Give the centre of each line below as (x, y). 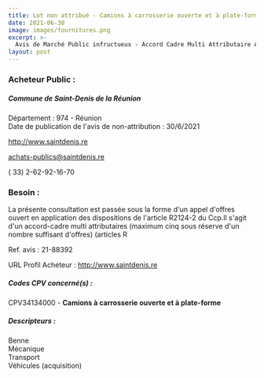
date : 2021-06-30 (37, 23)
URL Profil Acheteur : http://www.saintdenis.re (83, 265)
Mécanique (26, 349)
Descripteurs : (32, 321)
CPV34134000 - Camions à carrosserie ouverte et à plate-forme (115, 303)
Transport (24, 358)
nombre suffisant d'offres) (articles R (68, 235)
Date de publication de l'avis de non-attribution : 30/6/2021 (104, 126)
